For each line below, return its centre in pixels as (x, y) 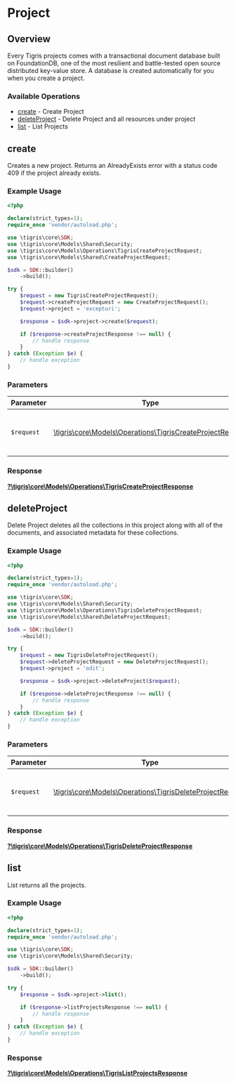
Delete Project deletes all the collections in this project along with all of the (115, 525)
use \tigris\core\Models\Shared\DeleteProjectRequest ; (89, 617)
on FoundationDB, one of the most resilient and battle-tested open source (114, 63)
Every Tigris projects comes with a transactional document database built (114, 55)
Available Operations (44, 96)
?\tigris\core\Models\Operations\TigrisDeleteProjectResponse (100, 846)
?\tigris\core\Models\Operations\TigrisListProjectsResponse (98, 1073)
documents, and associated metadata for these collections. (93, 533)
